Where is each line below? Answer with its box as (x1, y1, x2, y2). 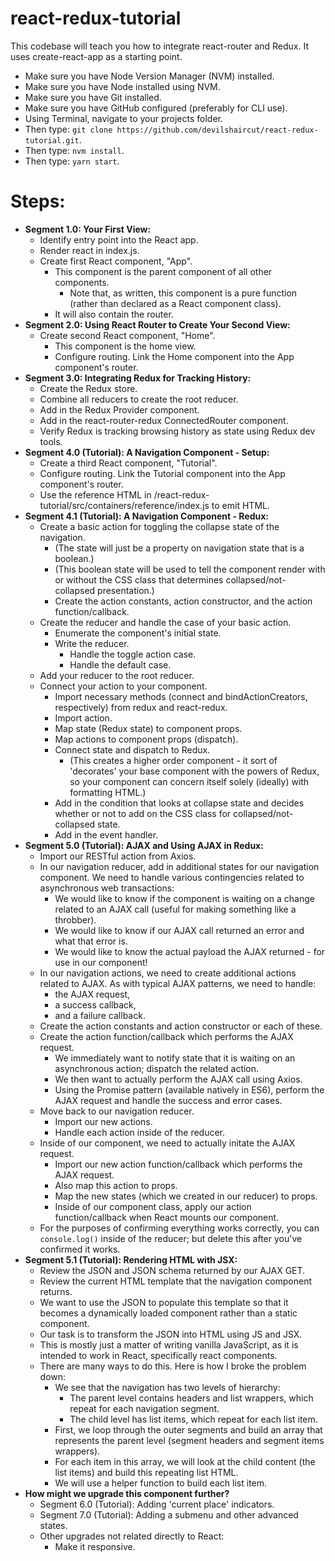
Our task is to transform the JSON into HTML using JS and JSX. (39, 1328, 303, 1340)
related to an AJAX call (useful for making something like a (54, 903, 297, 915)
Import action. (54, 712, 113, 724)
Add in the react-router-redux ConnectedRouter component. (39, 414, 289, 426)
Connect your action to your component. (39, 680, 208, 692)
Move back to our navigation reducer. (39, 1105, 195, 1117)
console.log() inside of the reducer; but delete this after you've (39, 1232, 303, 1244)
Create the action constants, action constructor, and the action (54, 595, 313, 607)
